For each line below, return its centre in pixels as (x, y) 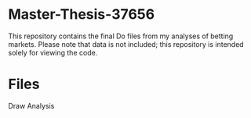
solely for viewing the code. (53, 52)
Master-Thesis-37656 (82, 14)
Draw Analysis (31, 105)
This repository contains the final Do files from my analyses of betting (121, 36)
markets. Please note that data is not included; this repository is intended (126, 44)
